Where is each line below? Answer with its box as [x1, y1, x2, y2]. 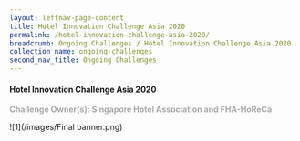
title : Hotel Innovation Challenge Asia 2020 [9, 22, 185, 31]
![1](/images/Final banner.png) [9, 122, 123, 133]
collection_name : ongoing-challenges [9, 47, 153, 56]
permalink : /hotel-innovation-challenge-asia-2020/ [9, 30, 210, 39]
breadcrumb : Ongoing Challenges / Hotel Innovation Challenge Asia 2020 [9, 38, 292, 48]
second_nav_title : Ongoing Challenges [9, 55, 157, 65]
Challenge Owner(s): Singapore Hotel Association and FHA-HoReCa [9, 104, 273, 115]
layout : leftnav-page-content [9, 13, 125, 23]
